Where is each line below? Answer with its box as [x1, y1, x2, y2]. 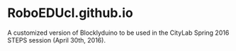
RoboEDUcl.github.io [7, 5, 133, 21]
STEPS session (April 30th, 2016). [7, 35, 106, 44]
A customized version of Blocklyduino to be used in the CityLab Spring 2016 [7, 28, 230, 37]
